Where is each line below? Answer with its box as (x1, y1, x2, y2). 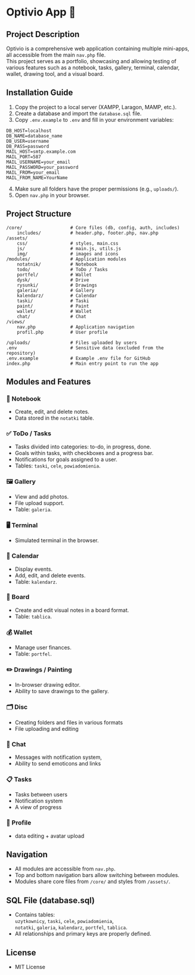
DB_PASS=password (6, 143, 49, 149)
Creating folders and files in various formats (14, 719, 123, 726)
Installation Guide (6, 88, 73, 98)
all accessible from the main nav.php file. (6, 51, 106, 59)
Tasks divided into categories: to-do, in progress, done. (14, 443, 151, 450)
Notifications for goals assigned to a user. (14, 456, 117, 463)
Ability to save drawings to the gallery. (14, 688, 109, 695)
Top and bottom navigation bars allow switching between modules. (14, 872, 180, 879)
